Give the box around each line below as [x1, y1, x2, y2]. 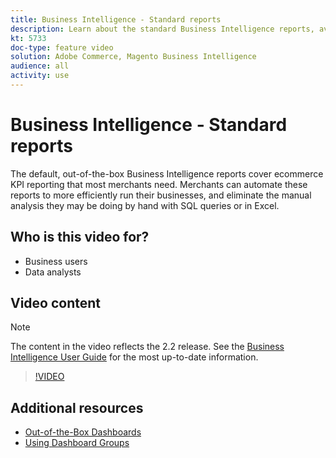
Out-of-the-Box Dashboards [24, 426, 142, 438]
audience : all [10, 61, 70, 71]
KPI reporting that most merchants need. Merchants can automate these [10, 178, 308, 190]
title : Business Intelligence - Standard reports [10, 14, 222, 25]
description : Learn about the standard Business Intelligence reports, [10, 24, 315, 34]
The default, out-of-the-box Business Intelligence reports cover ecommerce [10, 167, 324, 180]
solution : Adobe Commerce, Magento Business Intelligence [10, 52, 257, 62]
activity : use [10, 71, 70, 81]
